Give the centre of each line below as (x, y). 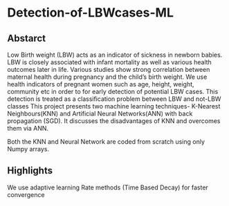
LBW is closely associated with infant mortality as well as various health (110, 62)
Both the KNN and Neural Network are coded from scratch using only (106, 142)
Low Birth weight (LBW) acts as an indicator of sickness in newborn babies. (115, 55)
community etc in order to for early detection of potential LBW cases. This (113, 92)
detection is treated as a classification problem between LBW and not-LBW (114, 99)
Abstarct (27, 38)
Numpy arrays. (28, 149)
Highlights (30, 171)
